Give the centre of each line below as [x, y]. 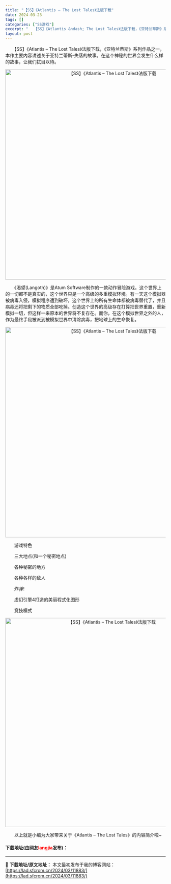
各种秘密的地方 [30, 567]
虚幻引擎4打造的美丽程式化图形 [47, 600]
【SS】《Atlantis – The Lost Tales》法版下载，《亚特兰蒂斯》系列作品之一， [89, 49]
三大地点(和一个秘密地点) [40, 556]
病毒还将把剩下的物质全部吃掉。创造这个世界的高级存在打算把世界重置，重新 [85, 307]
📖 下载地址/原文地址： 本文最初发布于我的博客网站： [60, 865]
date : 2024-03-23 [24, 15]
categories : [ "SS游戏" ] [30, 24]
